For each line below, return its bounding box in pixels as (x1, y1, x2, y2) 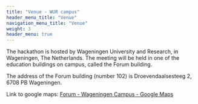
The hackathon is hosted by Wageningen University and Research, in (6, 48, 179, 55)
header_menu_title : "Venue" (6, 15, 78, 21)
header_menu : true (6, 31, 53, 37)
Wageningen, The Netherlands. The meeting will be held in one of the (6, 54, 180, 62)
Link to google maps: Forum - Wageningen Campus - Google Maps (6, 91, 174, 98)
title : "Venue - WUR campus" (6, 8, 80, 15)
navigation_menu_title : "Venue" (6, 20, 88, 26)
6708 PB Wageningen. (6, 79, 62, 86)
